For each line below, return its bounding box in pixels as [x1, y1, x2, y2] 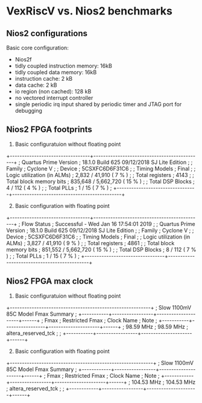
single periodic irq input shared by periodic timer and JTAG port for [14, 101, 182, 108]
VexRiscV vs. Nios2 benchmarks [6, 4, 173, 18]
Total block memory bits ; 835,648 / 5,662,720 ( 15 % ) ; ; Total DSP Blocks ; [6, 178, 195, 185]
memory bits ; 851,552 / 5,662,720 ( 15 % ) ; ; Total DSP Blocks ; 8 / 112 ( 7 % [6, 246, 197, 253]
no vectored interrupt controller [14, 95, 93, 101]
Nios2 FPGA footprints [6, 125, 92, 135]
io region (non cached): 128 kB [14, 88, 92, 95]
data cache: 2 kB [14, 81, 57, 89]
